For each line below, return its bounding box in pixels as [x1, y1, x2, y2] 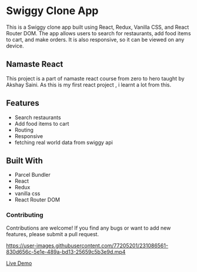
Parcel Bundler [14, 172, 51, 179]
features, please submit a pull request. [6, 230, 99, 237]
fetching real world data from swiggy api [14, 139, 113, 146]
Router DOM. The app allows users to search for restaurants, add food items [6, 29, 191, 36]
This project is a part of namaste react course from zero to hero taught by [6, 75, 185, 82]
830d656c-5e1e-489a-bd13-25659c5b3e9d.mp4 [6, 248, 126, 255]
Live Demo [6, 260, 32, 267]
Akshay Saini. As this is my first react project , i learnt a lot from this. [6, 81, 172, 88]
